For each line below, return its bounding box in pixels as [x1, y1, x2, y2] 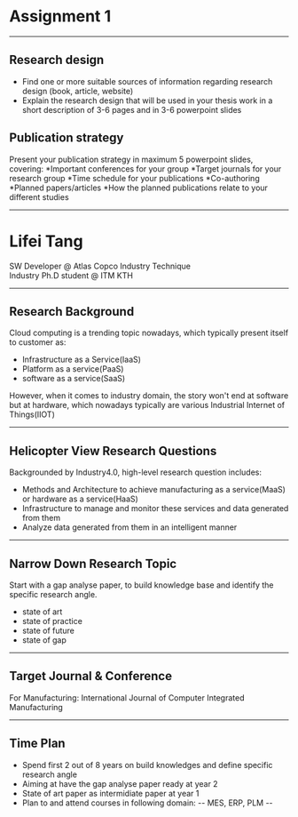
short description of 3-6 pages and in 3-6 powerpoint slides [21, 104, 242, 115]
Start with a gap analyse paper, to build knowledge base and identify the [9, 580, 274, 590]
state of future [21, 625, 75, 636]
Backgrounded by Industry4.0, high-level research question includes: [9, 467, 263, 477]
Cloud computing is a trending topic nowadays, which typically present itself [9, 327, 289, 339]
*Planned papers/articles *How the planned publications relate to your [9, 182, 269, 193]
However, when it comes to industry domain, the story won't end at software [9, 390, 289, 401]
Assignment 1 [9, 6, 112, 27]
